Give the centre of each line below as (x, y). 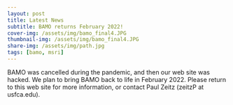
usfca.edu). (24, 94)
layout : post (26, 14)
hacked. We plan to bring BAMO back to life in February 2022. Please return (117, 79)
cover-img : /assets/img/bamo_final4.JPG (67, 33)
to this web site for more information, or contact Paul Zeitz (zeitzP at (106, 87)
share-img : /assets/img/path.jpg (56, 46)
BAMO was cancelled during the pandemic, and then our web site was (108, 72)
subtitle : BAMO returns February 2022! (65, 26)
